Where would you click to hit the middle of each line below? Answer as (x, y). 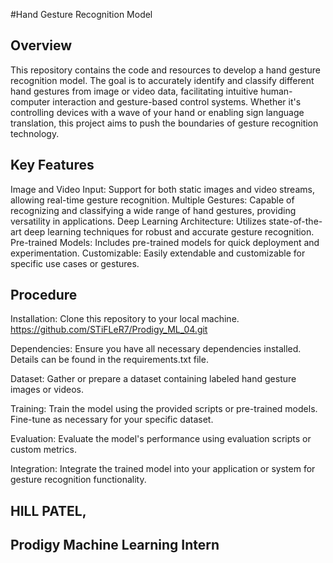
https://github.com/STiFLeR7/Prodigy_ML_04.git (109, 330)
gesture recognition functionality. (78, 480)
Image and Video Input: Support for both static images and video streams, (162, 189)
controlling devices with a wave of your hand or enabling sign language (157, 112)
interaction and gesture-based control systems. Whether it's (177, 101)
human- (276, 91)
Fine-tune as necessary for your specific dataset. (112, 420)
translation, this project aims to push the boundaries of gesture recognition (164, 123)
